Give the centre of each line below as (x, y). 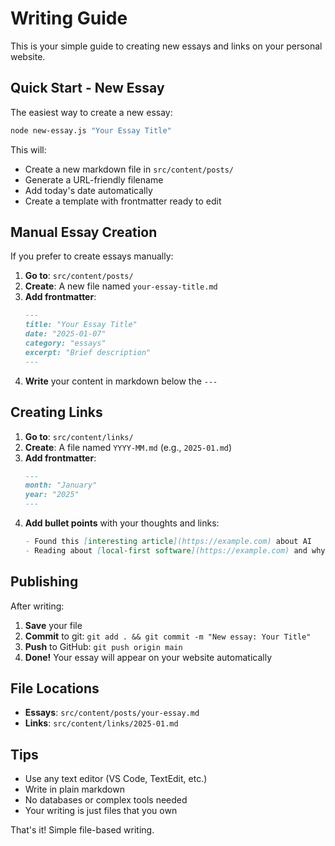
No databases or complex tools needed (106, 800)
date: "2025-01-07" (65, 334)
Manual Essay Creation (84, 232)
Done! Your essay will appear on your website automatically (148, 657)
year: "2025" (52, 495)
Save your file (53, 625)
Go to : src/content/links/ (79, 436)
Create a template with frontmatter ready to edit (123, 201)
